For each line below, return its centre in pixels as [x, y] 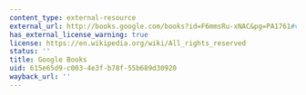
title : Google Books [49, 60]
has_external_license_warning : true [79, 34]
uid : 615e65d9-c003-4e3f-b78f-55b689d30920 [93, 69]
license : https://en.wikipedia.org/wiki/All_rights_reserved [128, 43]
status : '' [30, 52]
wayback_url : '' [40, 77]
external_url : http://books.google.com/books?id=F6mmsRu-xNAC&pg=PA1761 [150, 26]
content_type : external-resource [73, 18]
